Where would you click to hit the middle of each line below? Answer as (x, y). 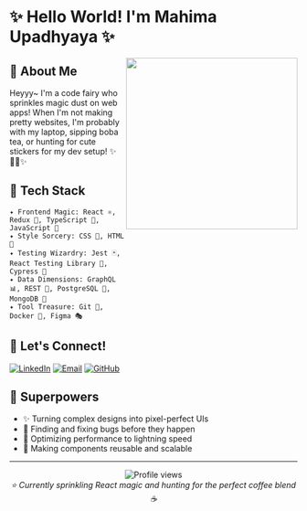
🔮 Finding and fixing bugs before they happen (109, 429)
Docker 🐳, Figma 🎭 (46, 316)
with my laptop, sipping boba (64, 132)
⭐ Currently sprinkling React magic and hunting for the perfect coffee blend (153, 485)
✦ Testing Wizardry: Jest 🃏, (65, 253)
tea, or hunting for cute (53, 142)
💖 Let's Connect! (58, 346)
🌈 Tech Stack (48, 191)
